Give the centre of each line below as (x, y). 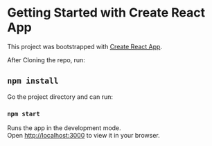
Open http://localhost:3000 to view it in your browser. (84, 136)
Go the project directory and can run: (60, 97)
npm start (24, 113)
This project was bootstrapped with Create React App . (85, 46)
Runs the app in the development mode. (64, 128)
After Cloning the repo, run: (46, 60)
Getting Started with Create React (106, 13)
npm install (33, 81)
